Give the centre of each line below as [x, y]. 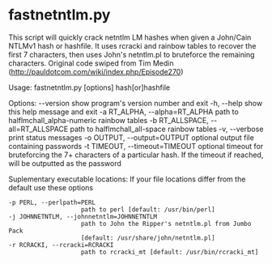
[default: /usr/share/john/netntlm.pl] [148, 238]
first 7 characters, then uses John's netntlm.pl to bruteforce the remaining [132, 54]
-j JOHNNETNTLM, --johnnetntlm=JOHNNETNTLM [83, 216]
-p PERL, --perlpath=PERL [52, 202]
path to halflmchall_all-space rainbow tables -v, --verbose [167, 129]
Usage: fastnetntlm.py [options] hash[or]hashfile [89, 87]
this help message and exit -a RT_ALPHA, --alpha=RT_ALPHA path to [123, 112]
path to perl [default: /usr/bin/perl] [148, 209]
